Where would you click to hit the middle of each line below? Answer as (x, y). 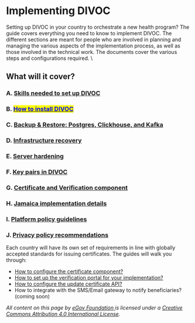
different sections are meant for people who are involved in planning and (94, 39)
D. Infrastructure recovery (44, 141)
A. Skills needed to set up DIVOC (53, 93)
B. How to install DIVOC (40, 109)
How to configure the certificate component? (69, 271)
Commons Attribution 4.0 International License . (63, 314)
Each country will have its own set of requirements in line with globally (91, 247)
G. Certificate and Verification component (67, 188)
